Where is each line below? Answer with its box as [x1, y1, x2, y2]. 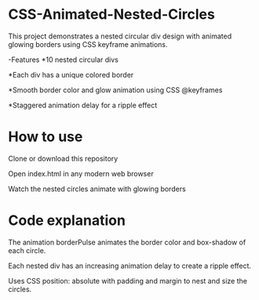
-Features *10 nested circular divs [8, 55, 119, 64]
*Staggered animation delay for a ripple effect [8, 100, 158, 110]
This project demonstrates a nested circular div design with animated [8, 31, 232, 41]
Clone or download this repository [8, 154, 119, 163]
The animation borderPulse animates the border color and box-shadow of [8, 237, 246, 247]
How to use [8, 128, 83, 146]
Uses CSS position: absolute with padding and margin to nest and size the [8, 276, 247, 285]
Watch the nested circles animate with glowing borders [8, 184, 186, 193]
